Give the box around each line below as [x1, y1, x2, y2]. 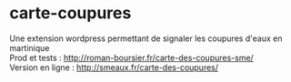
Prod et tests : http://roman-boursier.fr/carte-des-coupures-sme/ [9, 52, 255, 63]
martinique [9, 42, 50, 53]
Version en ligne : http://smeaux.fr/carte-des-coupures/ [9, 62, 219, 73]
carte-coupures [9, 3, 132, 24]
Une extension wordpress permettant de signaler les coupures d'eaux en [9, 33, 283, 44]
